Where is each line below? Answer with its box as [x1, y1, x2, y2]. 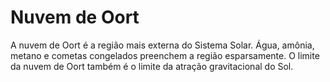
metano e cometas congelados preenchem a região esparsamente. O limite [10, 49, 320, 61]
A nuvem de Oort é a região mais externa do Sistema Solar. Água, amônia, [10, 39, 315, 51]
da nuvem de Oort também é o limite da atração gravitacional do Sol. [10, 60, 294, 72]
